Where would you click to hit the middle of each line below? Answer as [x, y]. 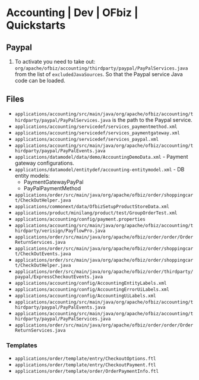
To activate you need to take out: [55, 62]
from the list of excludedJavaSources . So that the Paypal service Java [99, 74]
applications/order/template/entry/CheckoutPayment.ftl [85, 365]
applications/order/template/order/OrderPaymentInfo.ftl [87, 372]
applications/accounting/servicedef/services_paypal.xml [87, 139]
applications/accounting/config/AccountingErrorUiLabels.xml [92, 289]
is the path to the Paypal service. [152, 120]
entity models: [32, 175]
